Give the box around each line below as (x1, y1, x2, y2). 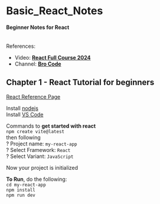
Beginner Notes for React (6, 24, 70, 31)
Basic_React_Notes (6, 4, 103, 18)
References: (6, 43, 35, 50)
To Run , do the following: (6, 176, 67, 183)
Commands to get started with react (6, 122, 96, 129)
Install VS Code (6, 111, 44, 118)
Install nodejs (6, 105, 38, 112)
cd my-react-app (6, 182, 46, 187)
